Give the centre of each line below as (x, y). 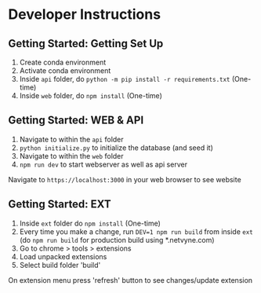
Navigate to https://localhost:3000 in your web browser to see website (125, 179)
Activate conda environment (65, 71)
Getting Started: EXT (60, 205)
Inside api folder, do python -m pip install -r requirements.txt (125, 79)
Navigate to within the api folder (71, 139)
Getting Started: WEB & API (76, 121)
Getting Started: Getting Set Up (86, 44)
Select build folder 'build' (60, 265)
